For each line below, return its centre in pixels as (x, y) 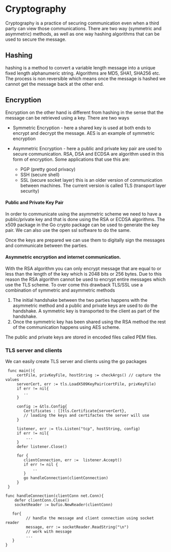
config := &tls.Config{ (42, 406)
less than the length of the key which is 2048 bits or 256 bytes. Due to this (83, 274)
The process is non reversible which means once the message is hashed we (86, 78)
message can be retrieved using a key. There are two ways (67, 117)
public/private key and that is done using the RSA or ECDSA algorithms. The (85, 219)
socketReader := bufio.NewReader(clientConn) (64, 505)
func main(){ (21, 371)
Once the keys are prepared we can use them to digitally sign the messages (85, 240)
